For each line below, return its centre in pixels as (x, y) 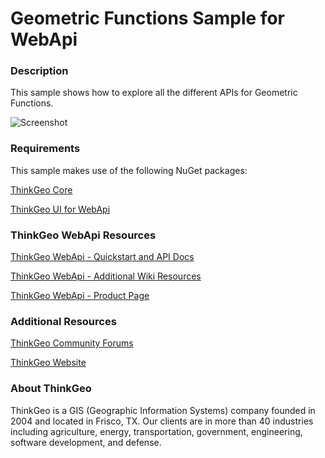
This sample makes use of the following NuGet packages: (129, 170)
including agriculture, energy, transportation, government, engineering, (156, 431)
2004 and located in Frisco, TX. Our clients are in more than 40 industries (162, 421)
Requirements (45, 149)
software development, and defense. (86, 442)
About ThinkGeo (51, 389)
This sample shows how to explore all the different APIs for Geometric (154, 93)
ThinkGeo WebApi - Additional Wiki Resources (106, 276)
